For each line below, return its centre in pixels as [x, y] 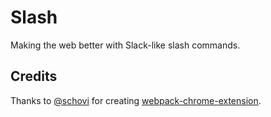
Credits [34, 76]
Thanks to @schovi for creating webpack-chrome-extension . [136, 100]
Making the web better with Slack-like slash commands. [125, 45]
